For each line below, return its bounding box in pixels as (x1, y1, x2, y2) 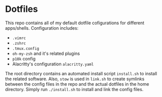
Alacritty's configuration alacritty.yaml (12, 61, 94, 67)
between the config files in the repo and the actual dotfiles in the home (5, 81, 149, 87)
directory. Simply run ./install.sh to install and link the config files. (5, 86, 144, 92)
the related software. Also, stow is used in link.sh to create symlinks (5, 76, 145, 82)
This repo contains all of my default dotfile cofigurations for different (5, 20, 145, 26)
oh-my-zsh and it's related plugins (12, 50, 80, 56)
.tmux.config (12, 46, 40, 51)
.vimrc (12, 36, 26, 41)
